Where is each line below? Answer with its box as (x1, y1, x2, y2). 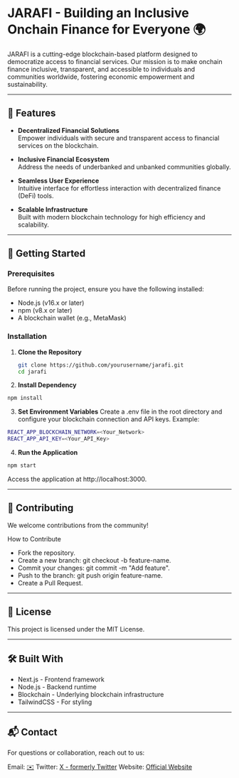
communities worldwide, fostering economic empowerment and (7, 72, 195, 81)
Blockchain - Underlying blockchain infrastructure (17, 691, 164, 699)
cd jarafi (17, 368, 48, 375)
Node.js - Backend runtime (17, 683, 97, 691)
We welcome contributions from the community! (7, 521, 149, 529)
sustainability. (7, 80, 48, 88)
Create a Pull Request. (17, 578, 83, 587)
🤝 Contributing (7, 502, 74, 514)
